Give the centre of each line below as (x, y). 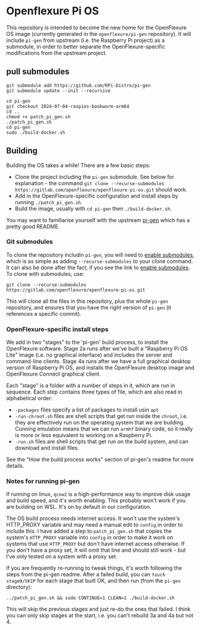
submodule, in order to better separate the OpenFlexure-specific (86, 47)
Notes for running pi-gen (43, 481)
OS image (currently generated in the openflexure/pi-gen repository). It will (99, 33)
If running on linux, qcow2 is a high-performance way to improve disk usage (99, 494)
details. (15, 466)
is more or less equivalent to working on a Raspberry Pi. (84, 435)
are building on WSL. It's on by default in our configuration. (79, 507)
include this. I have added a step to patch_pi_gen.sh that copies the (89, 531)
